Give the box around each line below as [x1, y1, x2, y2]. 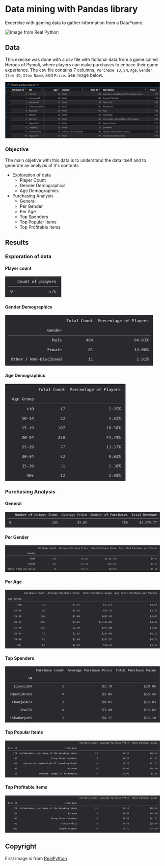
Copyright [5, 842, 37, 851]
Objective [5, 146, 29, 153]
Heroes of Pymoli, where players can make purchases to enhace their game [5, 61, 159, 67]
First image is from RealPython [5, 855, 67, 861]
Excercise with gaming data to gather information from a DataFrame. [5, 20, 144, 26]
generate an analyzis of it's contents [5, 162, 79, 168]
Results [5, 238, 29, 247]
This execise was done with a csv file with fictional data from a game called [5, 56, 158, 62]
